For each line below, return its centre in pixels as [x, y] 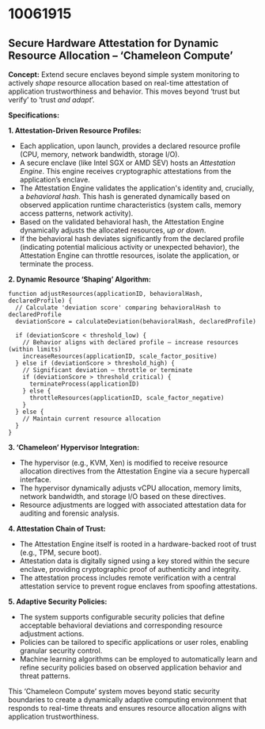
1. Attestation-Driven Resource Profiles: [75, 130]
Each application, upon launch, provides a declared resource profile [130, 146]
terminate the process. [57, 264]
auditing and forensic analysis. [70, 513]
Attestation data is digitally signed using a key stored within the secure [134, 561]
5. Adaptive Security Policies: [58, 601]
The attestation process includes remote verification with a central [128, 577]
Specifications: [34, 115]
